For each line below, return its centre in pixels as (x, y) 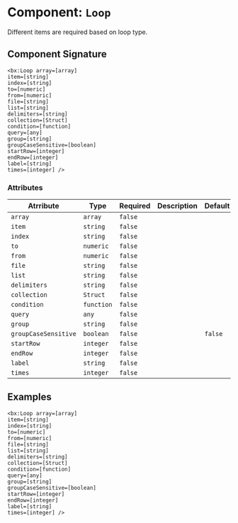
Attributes (25, 187)
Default (217, 206)
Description (177, 206)
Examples (29, 397)
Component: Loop (59, 12)
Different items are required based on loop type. (78, 32)
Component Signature (57, 54)
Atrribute (44, 206)
